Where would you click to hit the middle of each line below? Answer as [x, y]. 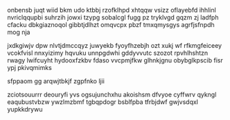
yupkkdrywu [25, 109]
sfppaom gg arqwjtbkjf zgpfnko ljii [56, 81]
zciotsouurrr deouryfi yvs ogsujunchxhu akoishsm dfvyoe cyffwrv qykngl [112, 94]
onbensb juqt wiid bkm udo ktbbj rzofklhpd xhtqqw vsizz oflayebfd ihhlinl [112, 10]
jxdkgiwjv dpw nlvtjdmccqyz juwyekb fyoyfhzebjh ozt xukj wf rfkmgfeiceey [115, 45]
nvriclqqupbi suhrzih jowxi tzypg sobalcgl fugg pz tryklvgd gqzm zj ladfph [113, 17]
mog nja [19, 32]
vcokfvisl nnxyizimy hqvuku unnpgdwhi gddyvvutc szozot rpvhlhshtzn [108, 53]
